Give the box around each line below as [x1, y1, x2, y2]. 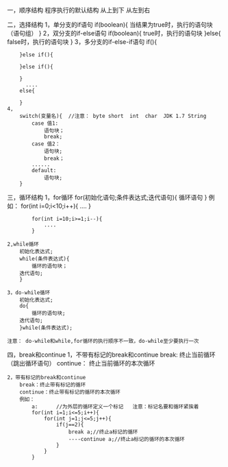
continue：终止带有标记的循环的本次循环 [19, 389, 121, 396]
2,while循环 [7, 241, 39, 248]
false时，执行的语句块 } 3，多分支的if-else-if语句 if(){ [7, 38, 157, 46]
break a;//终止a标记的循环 [68, 429, 138, 435]
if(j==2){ [55, 421, 84, 428]
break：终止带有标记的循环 [19, 381, 86, 388]
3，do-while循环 [7, 289, 51, 296]
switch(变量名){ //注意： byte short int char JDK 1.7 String [19, 112, 207, 119]
